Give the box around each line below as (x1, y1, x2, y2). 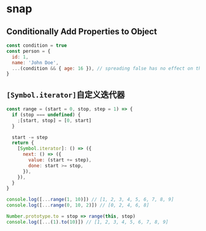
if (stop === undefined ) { (12, 112, 81, 118)
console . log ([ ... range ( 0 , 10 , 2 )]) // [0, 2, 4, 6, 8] (6, 202, 150, 208)
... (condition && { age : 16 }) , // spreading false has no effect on (12, 65, 193, 72)
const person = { (6, 48, 51, 54)
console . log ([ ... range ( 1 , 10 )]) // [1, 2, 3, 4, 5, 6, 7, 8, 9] (6, 197, 174, 203)
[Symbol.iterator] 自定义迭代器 (6, 89, 125, 100)
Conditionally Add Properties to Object (6, 26, 158, 37)
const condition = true (6, 42, 67, 48)
